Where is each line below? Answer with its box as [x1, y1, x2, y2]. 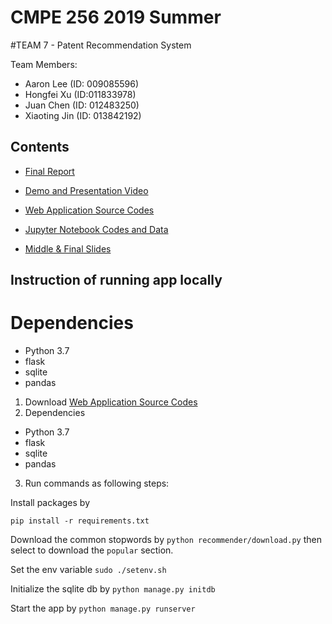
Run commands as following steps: [24, 477, 170, 490]
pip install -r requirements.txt [10, 516, 150, 526]
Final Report [24, 165, 75, 177]
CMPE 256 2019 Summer [10, 6, 222, 29]
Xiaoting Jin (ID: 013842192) [24, 109, 142, 121]
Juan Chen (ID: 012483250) [24, 99, 140, 111]
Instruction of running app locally [10, 272, 223, 289]
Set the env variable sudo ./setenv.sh [10, 564, 167, 576]
